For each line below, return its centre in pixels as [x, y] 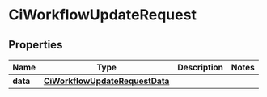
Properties [36, 45]
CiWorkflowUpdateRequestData [106, 81]
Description [201, 67]
